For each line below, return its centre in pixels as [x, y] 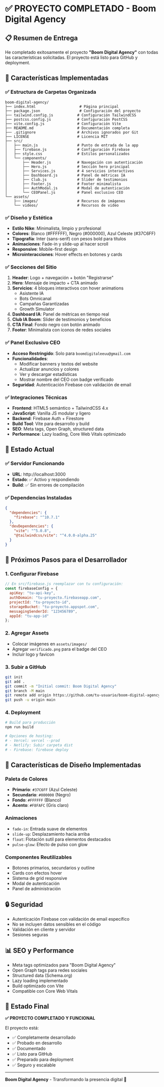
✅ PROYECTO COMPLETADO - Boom [81, 9]
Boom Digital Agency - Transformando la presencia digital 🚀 [66, 1080]
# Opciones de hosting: [29, 736]
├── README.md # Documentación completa [68, 128]
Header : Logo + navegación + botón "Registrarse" [63, 278]
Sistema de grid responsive [40, 878]
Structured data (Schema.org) [42, 975]
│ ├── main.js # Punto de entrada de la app [72, 145]
